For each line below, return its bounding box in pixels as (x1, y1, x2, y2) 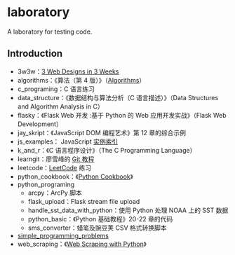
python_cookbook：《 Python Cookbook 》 (17, 172, 133, 181)
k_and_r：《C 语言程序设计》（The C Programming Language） (17, 146, 196, 154)
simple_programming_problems (17, 231, 109, 240)
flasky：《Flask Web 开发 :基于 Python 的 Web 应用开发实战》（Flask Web (17, 111, 227, 119)
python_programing (17, 180, 75, 188)
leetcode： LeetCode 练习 (17, 163, 92, 172)
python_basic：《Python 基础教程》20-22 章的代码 (27, 214, 173, 223)
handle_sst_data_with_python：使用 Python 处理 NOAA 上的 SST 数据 (27, 206, 229, 214)
